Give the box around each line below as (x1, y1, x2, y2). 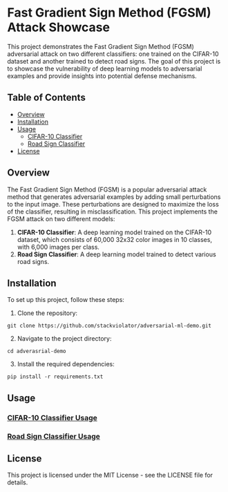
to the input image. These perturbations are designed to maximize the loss (7, 200, 219, 208)
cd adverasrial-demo (7, 348, 67, 355)
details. (7, 478, 28, 486)
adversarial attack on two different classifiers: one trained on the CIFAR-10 (7, 50, 219, 58)
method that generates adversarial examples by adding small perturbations (7, 192, 221, 201)
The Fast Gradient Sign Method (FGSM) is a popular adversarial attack (7, 185, 207, 193)
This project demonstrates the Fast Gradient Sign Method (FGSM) (7, 42, 195, 50)
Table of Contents (7, 92, 86, 104)
